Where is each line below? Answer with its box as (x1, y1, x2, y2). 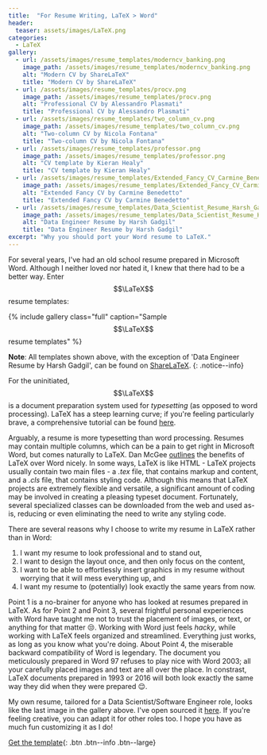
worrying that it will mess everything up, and (19, 573, 166, 583)
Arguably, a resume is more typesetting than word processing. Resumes (8, 433, 245, 442)
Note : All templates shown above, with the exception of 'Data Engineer (8, 352, 240, 361)
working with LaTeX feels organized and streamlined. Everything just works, (8, 630, 257, 640)
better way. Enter (8, 272, 65, 281)
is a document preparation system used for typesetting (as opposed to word (8, 400, 258, 410)
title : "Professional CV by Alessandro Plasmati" (22, 108, 191, 116)
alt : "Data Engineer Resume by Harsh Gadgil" (22, 218, 176, 226)
